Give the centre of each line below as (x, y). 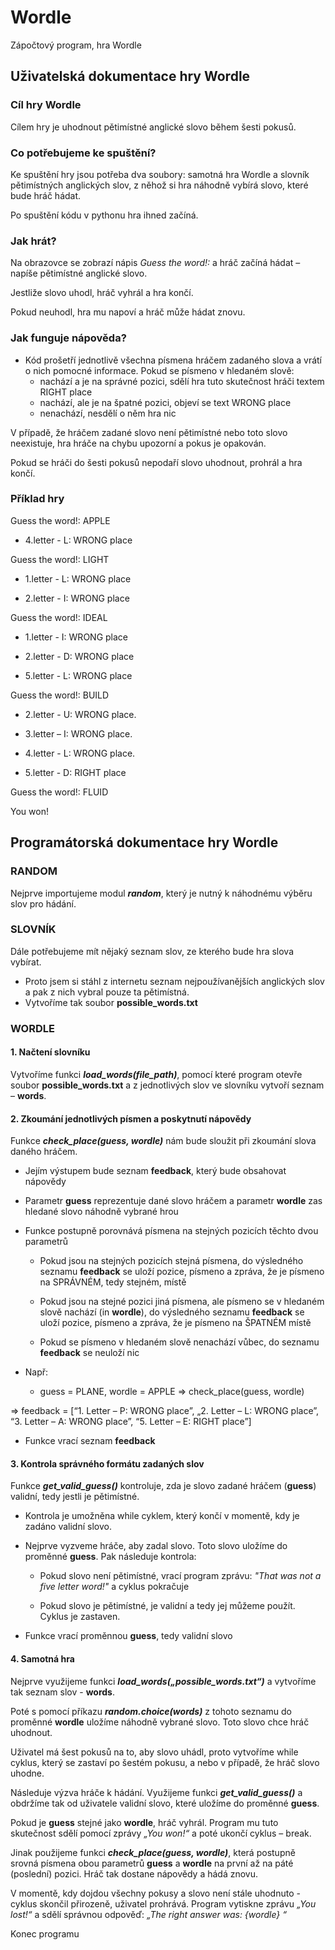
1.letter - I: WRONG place (76, 637)
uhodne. (27, 1773)
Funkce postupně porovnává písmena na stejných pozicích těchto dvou (171, 1231)
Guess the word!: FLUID (59, 792)
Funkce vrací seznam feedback (90, 1441)
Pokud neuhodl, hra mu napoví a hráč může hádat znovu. (128, 312)
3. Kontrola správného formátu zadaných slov (107, 1463)
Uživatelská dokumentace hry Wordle (130, 76)
